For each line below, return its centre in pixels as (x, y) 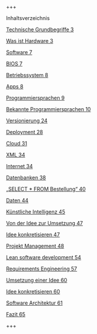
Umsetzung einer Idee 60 (37, 280)
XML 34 (15, 155)
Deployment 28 (25, 132)
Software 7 (19, 52)
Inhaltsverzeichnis (28, 18)
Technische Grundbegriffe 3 (40, 29)
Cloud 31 (17, 143)
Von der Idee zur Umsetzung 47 (44, 223)
